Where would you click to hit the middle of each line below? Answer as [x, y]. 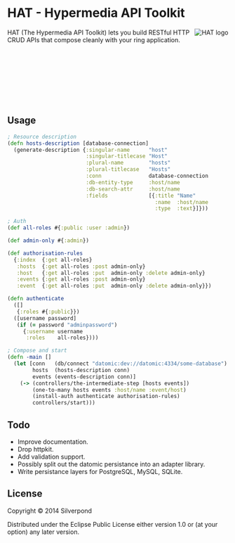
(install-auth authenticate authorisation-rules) [106, 396]
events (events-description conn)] [85, 377]
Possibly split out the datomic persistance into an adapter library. [111, 464]
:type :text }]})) [182, 209]
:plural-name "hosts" [128, 163]
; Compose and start [38, 351]
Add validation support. [51, 456]
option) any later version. [43, 532]
